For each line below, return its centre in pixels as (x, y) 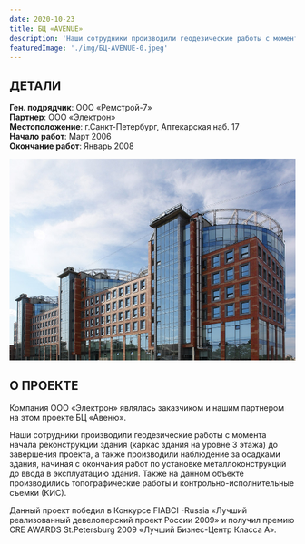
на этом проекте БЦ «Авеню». (68, 417)
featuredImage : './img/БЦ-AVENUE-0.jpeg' (89, 48)
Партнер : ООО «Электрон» (63, 117)
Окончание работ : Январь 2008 (72, 146)
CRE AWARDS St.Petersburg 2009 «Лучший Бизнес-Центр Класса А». (143, 529)
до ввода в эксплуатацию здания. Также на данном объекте (127, 473)
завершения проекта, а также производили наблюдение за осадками (145, 454)
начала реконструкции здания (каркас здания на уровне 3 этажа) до (144, 444)
